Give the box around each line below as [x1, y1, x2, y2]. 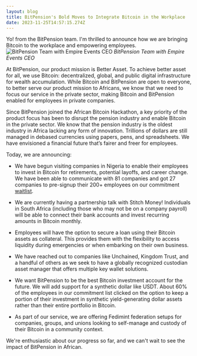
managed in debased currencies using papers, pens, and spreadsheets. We [6, 134, 190, 141]
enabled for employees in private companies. [6, 97, 116, 104]
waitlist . [14, 188, 34, 195]
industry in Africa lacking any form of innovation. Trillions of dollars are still [6, 127, 188, 134]
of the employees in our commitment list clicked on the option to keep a [14, 290, 189, 297]
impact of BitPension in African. [6, 344, 83, 351]
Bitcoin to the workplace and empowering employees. [6, 42, 137, 49]
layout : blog [6, 8, 38, 15]
